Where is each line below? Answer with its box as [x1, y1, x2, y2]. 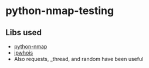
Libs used [5, 28, 42, 38]
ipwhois [13, 49, 33, 56]
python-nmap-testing [5, 4, 114, 18]
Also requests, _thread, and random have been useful [13, 56, 144, 62]
